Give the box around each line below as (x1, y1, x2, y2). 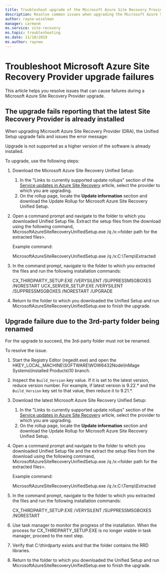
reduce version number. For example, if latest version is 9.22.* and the (12, 382, 156, 388)
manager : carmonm (5, 21, 41, 26)
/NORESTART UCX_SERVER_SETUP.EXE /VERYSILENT (12, 283, 124, 288)
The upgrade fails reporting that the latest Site (5, 107, 151, 116)
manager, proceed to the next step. (12, 533, 84, 539)
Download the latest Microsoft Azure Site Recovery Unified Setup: (12, 397, 147, 403)
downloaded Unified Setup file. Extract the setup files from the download (12, 218, 161, 224)
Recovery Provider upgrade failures (5, 71, 154, 82)
